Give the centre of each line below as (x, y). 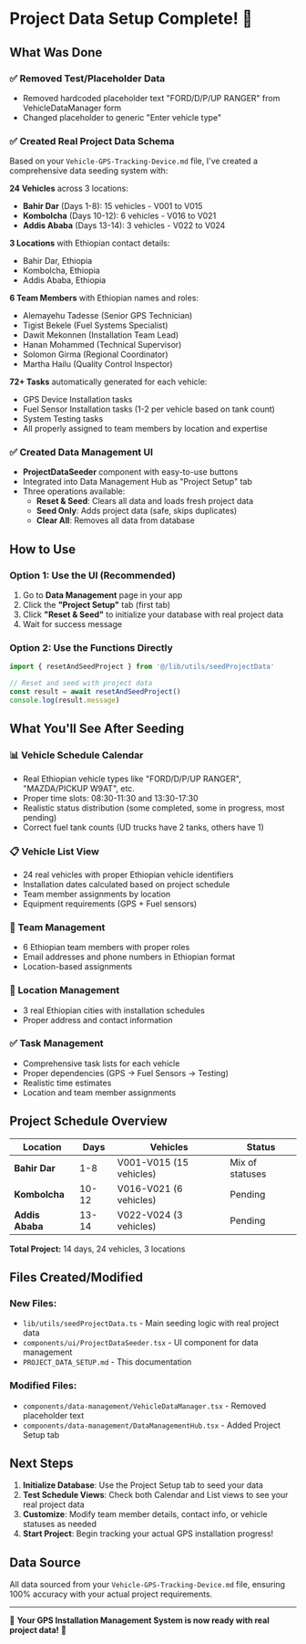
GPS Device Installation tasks (77, 400)
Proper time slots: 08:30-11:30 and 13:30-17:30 (110, 798)
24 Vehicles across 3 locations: (69, 188)
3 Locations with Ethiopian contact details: (90, 243)
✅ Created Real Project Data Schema (92, 141)
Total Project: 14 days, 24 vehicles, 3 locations (97, 1249)
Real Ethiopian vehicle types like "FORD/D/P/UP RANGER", (132, 779)
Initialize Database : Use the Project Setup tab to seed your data (143, 1485)
